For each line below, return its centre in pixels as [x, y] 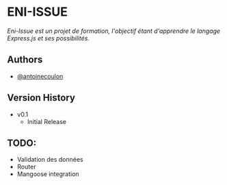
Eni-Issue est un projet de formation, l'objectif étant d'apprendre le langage [114, 31]
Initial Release [47, 121]
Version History [41, 98]
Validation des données [50, 160]
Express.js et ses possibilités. [49, 38]
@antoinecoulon [40, 76]
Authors [25, 60]
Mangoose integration [48, 174]
